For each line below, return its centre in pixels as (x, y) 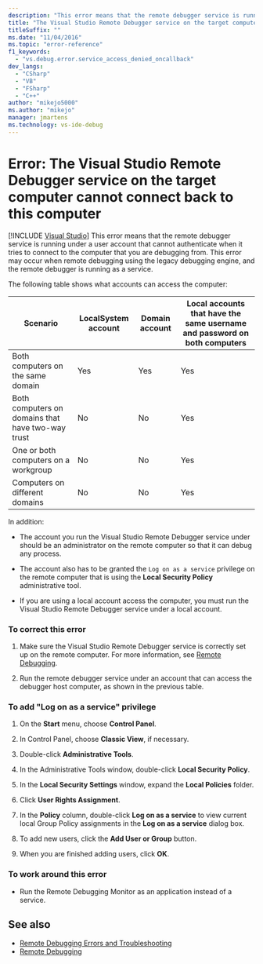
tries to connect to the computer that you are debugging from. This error (125, 252)
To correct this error (47, 629)
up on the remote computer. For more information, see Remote (120, 654)
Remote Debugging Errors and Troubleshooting (95, 944)
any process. (40, 553)
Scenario (41, 323)
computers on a (41, 460)
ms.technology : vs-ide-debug (56, 125)
